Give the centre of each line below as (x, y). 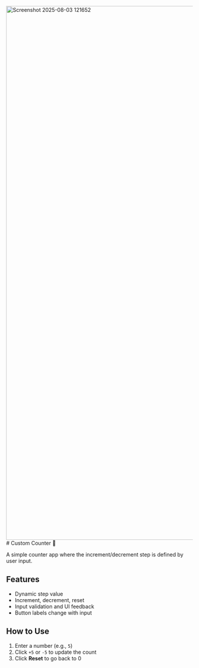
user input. (19, 561)
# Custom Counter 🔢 (31, 543)
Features (23, 579)
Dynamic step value (39, 594)
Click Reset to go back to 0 (48, 658)
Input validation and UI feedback (54, 606)
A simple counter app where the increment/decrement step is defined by (95, 554)
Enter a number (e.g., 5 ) (44, 645)
